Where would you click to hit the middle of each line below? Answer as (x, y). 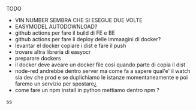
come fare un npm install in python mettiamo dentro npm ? (87, 90)
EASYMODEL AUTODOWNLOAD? (56, 27)
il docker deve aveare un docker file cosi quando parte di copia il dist (100, 65)
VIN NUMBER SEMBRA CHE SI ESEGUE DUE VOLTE (79, 20)
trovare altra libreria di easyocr (53, 52)
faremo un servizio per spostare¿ (56, 84)
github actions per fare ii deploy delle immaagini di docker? (88, 39)
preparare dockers (38, 58)
